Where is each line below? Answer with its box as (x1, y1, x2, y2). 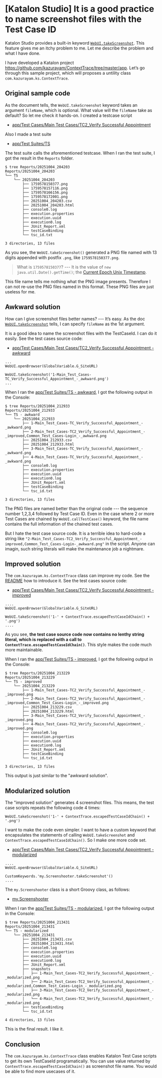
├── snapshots (22, 966, 51, 972)
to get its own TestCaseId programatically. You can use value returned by (5, 1058, 150, 1064)
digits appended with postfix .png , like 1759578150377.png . (5, 255, 120, 260)
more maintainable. (5, 647, 43, 653)
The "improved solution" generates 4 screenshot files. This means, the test (5, 800, 154, 805)
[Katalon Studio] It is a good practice (5, 3, 154, 15)
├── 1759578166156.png (22, 190, 68, 195)
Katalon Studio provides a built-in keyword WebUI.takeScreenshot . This (5, 40, 145, 46)
